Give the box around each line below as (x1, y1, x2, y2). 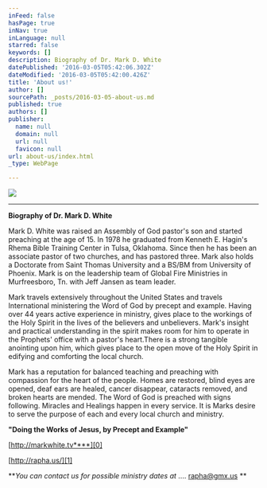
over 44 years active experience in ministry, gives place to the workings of (8, 310, 253, 319)
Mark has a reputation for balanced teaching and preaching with (8, 367, 219, 377)
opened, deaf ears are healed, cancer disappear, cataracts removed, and (8, 384, 248, 394)
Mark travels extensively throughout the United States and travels (8, 292, 222, 303)
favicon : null (15, 145, 62, 153)
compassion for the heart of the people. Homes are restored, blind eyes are (8, 376, 256, 385)
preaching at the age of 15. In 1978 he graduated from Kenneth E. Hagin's (8, 235, 248, 244)
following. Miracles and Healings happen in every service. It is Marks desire (8, 401, 256, 411)
